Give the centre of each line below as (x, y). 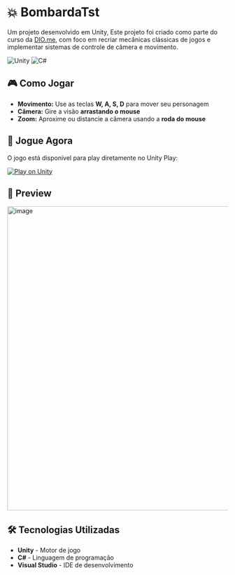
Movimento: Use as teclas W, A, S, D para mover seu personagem (113, 104)
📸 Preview (29, 193)
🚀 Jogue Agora (40, 141)
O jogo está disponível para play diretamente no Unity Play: (93, 158)
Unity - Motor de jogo (49, 550)
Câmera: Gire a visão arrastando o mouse (79, 111)
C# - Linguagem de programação (65, 557)
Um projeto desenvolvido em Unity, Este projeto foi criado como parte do (113, 32)
